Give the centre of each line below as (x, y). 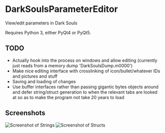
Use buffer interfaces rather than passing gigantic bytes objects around (85, 87)
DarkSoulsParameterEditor (61, 9)
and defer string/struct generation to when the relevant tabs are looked (85, 92)
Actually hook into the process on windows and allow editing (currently (85, 60)
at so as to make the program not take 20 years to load (68, 97)
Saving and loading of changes (44, 81)
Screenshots (25, 113)
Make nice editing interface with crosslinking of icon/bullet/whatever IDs (86, 71)
